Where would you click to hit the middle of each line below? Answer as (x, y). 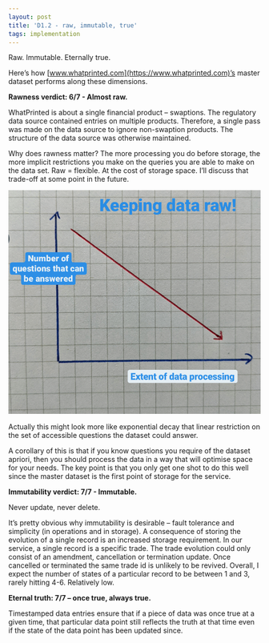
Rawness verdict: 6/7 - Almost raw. (68, 97)
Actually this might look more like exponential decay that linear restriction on (134, 426)
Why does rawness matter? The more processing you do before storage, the (134, 154)
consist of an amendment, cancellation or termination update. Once (120, 557)
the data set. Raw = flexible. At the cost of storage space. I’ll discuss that (128, 171)
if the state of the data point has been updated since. (96, 630)
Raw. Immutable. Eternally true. (59, 58)
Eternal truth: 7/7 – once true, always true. (80, 597)
